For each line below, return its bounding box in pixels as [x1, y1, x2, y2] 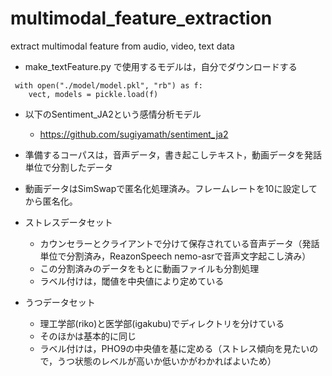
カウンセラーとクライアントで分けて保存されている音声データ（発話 [39, 237, 320, 249]
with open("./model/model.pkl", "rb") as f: [14, 80, 203, 91]
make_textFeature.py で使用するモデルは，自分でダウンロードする [24, 60, 298, 72]
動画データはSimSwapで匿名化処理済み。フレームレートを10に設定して [24, 182, 318, 194]
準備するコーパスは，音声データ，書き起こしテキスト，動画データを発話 [24, 148, 323, 161]
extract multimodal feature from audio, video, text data [10, 40, 235, 52]
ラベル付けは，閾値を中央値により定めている [39, 275, 225, 287]
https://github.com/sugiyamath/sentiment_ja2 [39, 128, 229, 140]
